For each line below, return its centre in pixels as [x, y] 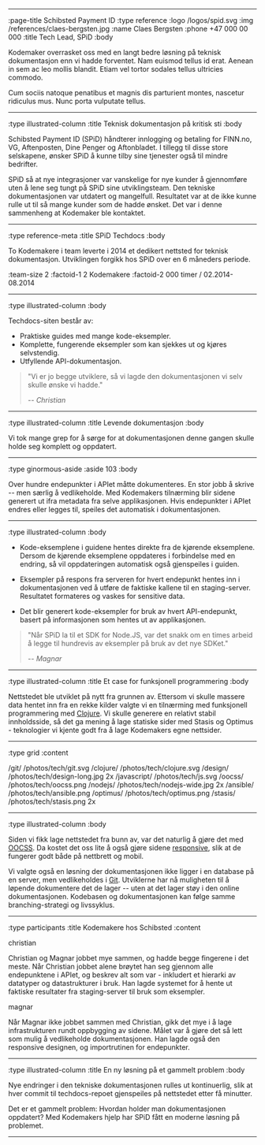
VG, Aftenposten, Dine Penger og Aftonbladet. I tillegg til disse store [118, 147]
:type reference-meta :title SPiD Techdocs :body [87, 236]
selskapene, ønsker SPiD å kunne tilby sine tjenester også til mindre [118, 156]
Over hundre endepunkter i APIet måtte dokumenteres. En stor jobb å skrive [131, 484]
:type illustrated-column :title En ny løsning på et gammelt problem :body [127, 1070]
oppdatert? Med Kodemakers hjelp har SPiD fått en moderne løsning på [124, 1117]
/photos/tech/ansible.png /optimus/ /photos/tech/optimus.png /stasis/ [122, 793]
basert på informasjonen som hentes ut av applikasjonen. [113, 620]
